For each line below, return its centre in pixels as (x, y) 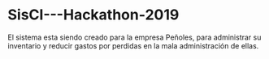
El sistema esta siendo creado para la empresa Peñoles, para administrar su (134, 37)
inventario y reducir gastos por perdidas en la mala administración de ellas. (133, 45)
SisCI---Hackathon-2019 (93, 15)
